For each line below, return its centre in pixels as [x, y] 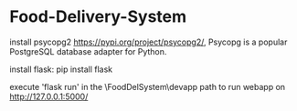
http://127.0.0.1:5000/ [49, 96]
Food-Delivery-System [98, 17]
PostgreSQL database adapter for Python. [88, 51]
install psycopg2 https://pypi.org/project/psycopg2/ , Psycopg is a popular [148, 42]
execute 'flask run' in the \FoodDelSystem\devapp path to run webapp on [148, 86]
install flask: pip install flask [61, 69]
